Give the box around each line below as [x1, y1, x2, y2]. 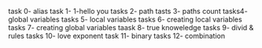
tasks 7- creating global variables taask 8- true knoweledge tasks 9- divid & [8, 23, 254, 32]
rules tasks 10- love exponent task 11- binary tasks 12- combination [8, 31, 226, 40]
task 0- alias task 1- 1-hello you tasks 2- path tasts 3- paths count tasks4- [8, 7, 248, 15]
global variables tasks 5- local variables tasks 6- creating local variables [8, 15, 242, 24]
